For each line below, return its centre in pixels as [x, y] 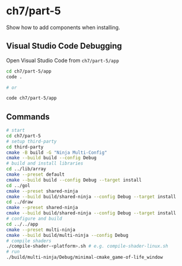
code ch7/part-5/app [32, 98]
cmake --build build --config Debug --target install [74, 180]
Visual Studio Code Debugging [64, 46]
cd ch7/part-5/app [29, 71]
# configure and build [34, 219]
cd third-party [25, 147]
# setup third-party [32, 141]
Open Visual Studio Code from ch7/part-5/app [63, 60]
